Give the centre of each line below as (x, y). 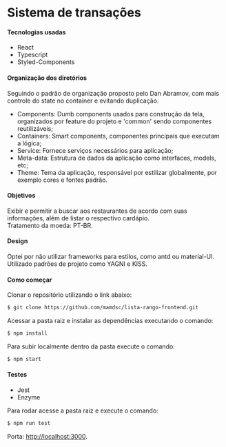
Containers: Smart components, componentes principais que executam (118, 136)
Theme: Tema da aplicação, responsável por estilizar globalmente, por (117, 172)
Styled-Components (46, 62)
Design (18, 241)
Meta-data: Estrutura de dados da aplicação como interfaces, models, (116, 158)
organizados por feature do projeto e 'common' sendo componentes (114, 121)
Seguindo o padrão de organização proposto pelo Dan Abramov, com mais (113, 93)
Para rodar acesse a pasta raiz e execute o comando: (83, 410)
